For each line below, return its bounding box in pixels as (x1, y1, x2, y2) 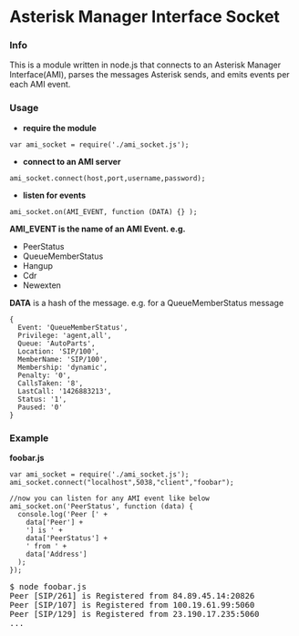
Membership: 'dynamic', (17, 363, 108, 372)
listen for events (22, 190, 87, 200)
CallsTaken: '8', (17, 378, 84, 388)
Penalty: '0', (17, 371, 71, 380)
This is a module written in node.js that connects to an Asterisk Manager (9, 59, 282, 70)
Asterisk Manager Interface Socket (9, 6, 281, 27)
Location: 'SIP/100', (17, 346, 100, 356)
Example (9, 431, 49, 444)
